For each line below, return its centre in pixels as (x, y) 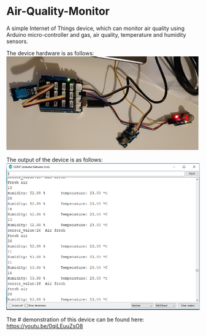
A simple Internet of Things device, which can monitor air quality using (96, 28)
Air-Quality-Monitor (58, 11)
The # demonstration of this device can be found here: (75, 319)
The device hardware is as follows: (50, 53)
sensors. (17, 41)
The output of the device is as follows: (55, 159)
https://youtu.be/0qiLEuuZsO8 (45, 326)
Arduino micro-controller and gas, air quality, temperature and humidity (96, 34)
